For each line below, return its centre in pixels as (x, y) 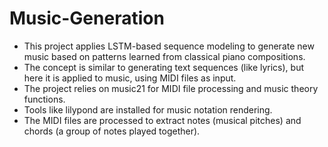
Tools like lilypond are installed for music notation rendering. (148, 109)
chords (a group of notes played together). (112, 131)
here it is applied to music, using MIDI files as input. (130, 78)
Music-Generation (87, 18)
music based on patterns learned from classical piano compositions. (164, 56)
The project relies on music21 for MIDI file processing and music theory (171, 88)
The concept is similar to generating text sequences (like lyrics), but (164, 67)
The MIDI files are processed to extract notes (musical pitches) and (162, 120)
